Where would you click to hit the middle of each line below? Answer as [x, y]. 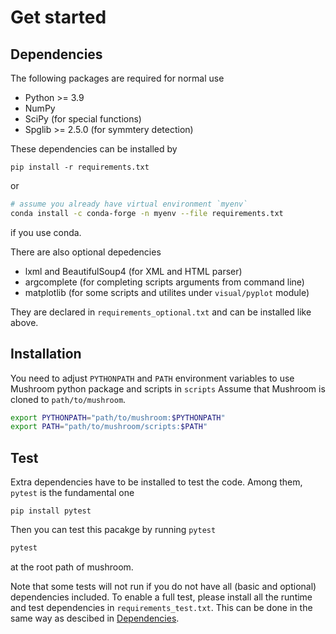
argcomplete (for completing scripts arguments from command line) [164, 282]
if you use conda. [46, 232]
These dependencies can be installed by [94, 149]
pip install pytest [51, 511]
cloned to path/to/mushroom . [68, 399]
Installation [46, 354]
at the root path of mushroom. [72, 567]
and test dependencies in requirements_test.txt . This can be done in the [161, 607]
